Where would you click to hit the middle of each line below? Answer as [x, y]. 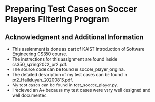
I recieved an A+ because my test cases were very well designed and [81, 90]
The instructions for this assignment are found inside [65, 59]
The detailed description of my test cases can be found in [70, 75]
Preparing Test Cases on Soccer [71, 9]
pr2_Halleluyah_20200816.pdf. [42, 80]
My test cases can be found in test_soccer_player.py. [65, 85]
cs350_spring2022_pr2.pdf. [40, 64]
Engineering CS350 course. [40, 54]
